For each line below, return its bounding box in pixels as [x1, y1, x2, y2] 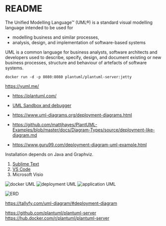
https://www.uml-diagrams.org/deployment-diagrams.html [12, 112, 132, 118]
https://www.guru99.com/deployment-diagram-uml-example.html [12, 142, 147, 148]
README [5, 3, 43, 14]
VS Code [12, 166, 31, 172]
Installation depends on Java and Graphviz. [5, 151, 94, 157]
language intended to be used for [5, 24, 73, 30]
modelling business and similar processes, [12, 34, 100, 40]
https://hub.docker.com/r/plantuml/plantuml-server [5, 215, 110, 221]
